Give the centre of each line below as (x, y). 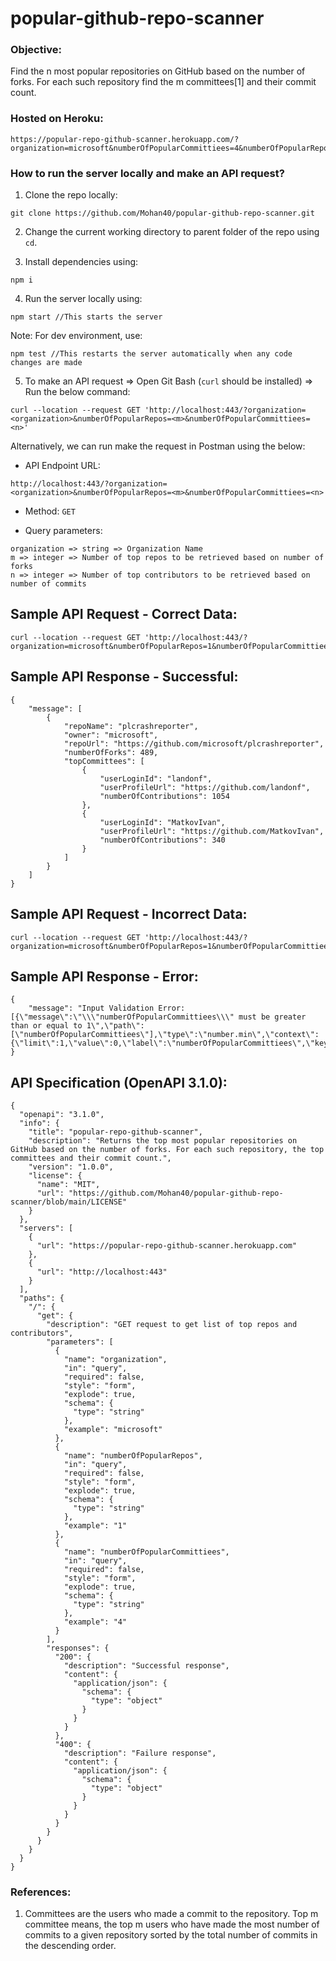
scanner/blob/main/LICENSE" (69, 1202)
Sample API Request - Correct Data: (124, 614)
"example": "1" (95, 1526)
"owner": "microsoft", (111, 735)
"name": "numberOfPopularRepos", (133, 1456)
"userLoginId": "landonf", (156, 778)
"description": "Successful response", (146, 1666)
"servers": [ (46, 1228)
